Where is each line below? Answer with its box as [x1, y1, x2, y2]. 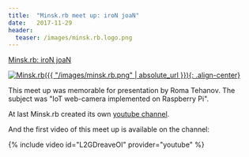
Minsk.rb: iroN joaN [8, 55, 72, 65]
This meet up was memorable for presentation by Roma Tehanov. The [8, 86, 236, 95]
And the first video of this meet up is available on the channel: [8, 125, 210, 134]
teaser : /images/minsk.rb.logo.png [15, 33, 133, 42]
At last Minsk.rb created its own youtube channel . [8, 110, 170, 119]
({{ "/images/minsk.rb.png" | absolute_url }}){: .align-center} [44, 70, 241, 80]
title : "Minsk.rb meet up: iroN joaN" [8, 11, 140, 20]
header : [8, 26, 34, 34]
